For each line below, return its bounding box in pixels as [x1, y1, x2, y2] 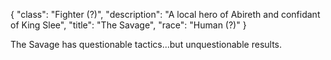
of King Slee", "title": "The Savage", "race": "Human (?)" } [10, 19, 247, 31]
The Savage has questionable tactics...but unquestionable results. [10, 39, 283, 50]
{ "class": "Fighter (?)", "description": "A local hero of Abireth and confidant [10, 9, 321, 20]
